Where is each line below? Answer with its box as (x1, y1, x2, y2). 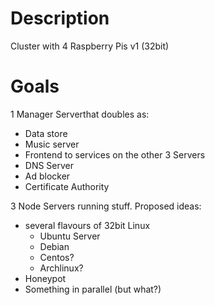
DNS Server (24, 159, 75, 171)
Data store (24, 127, 68, 139)
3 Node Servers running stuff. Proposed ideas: (10, 200, 202, 212)
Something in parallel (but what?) (24, 283, 162, 295)
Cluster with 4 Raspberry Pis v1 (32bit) (10, 40, 170, 52)
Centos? (39, 251, 75, 263)
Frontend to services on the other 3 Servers (24, 148, 206, 161)
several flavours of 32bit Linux (24, 219, 151, 231)
